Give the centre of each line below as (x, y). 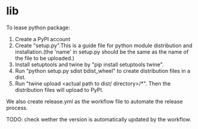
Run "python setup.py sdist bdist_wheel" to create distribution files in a (103, 70)
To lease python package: (38, 27)
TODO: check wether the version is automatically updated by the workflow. (99, 119)
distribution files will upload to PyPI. (59, 90)
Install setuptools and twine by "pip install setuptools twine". (89, 64)
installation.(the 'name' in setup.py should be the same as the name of (102, 51)
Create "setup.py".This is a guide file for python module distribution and (104, 45)
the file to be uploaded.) (45, 58)
